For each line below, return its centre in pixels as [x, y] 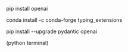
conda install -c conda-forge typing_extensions [64, 20]
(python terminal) [27, 43]
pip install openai [27, 9]
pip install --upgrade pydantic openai [52, 31]
